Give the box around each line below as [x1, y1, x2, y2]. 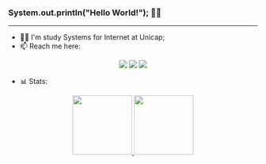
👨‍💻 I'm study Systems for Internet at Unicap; [19, 32, 165, 42]
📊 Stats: [19, 77, 48, 86]
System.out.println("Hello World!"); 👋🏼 [8, 7, 162, 18]
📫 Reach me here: [19, 41, 82, 51]
